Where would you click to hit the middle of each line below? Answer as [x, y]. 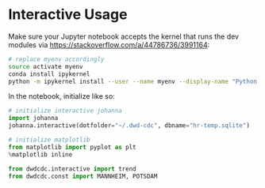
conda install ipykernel [49, 74]
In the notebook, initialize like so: [61, 96]
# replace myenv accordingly [56, 59]
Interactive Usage [68, 15]
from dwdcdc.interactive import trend [72, 169]
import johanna [33, 118]
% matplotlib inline [40, 154]
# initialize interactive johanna [65, 111]
